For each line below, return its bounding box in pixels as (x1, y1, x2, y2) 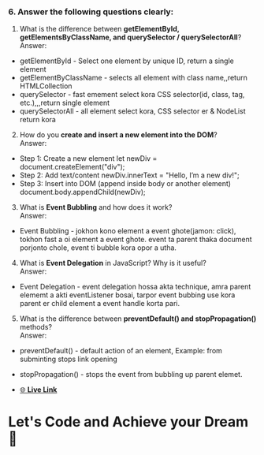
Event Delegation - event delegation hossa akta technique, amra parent (19, 282, 251, 292)
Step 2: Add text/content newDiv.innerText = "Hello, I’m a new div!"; (19, 170, 240, 180)
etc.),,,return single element (19, 98, 110, 108)
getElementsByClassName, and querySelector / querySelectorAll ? (19, 32, 242, 42)
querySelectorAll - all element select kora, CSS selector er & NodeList (19, 106, 246, 116)
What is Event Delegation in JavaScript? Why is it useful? (19, 259, 206, 268)
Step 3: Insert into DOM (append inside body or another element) (19, 179, 231, 188)
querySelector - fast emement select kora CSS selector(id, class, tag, (19, 90, 245, 99)
